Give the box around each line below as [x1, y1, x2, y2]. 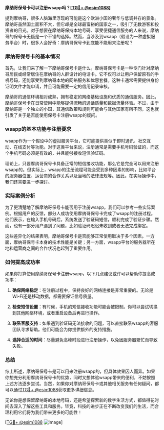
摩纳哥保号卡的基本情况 [5, 53, 60, 60]
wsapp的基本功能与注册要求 [5, 126, 72, 133]
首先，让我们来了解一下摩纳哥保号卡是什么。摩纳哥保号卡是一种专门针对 [5, 65, 150, 71]
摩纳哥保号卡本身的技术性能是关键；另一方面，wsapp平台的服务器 [13, 239, 147, 245]
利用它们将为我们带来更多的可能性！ [9, 409, 82, 415]
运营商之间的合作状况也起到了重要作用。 [13, 245, 95, 251]
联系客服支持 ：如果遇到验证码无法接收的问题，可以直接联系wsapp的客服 [12, 320, 159, 326]
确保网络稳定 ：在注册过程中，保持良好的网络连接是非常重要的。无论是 [12, 287, 154, 293]
